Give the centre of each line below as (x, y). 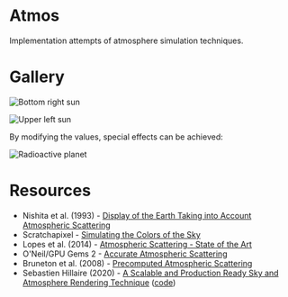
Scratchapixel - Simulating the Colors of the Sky (111, 234)
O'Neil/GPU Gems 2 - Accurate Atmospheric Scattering (125, 254)
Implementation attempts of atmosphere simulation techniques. (126, 40)
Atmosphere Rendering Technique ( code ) (99, 282)
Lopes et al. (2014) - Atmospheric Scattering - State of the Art (137, 244)
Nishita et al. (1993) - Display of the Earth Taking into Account (137, 215)
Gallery (37, 77)
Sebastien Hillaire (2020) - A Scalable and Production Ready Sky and (150, 273)
